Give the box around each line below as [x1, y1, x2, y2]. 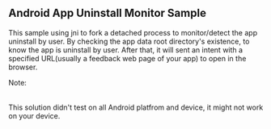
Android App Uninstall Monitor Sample [8, 6, 206, 20]
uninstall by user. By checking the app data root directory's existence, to [8, 36, 250, 46]
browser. [8, 62, 38, 72]
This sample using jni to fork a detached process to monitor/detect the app [8, 27, 257, 37]
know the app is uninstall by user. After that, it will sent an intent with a [8, 44, 243, 55]
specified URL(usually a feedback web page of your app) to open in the [8, 53, 247, 63]
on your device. [8, 111, 61, 121]
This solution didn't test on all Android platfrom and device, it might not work [8, 102, 264, 112]
